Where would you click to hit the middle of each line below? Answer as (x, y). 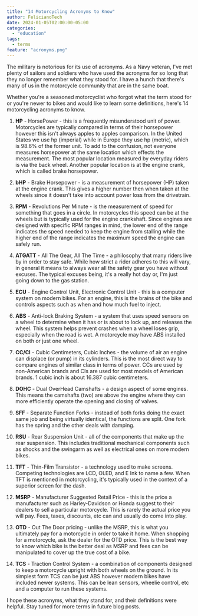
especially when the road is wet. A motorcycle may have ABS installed (100, 334)
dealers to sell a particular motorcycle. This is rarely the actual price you (103, 509)
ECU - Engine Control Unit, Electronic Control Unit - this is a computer (100, 292)
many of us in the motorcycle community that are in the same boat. (88, 85)
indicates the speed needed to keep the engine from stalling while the (100, 231)
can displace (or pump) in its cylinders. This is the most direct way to (99, 358)
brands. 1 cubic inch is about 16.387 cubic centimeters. (82, 377)
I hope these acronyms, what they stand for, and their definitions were (92, 600)
